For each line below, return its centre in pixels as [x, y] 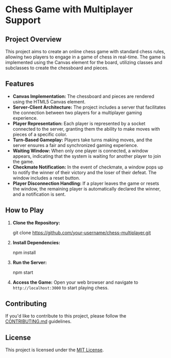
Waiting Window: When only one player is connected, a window [80, 151]
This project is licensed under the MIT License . [55, 350]
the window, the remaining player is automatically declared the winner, [87, 188]
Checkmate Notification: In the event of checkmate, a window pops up [88, 167]
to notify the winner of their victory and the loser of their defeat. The [84, 172]
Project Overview [33, 39]
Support [23, 20]
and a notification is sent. [39, 194]
